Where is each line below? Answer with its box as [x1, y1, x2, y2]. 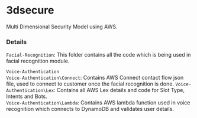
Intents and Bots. [6, 93, 47, 100]
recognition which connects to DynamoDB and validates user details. [6, 106, 175, 113]
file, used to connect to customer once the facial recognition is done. [6, 80, 175, 87]
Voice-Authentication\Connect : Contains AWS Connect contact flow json [6, 74, 184, 81]
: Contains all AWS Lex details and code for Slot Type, [53, 87, 185, 94]
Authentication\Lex [6, 88, 54, 94]
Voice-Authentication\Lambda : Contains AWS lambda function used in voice [6, 99, 190, 106]
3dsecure [6, 4, 54, 17]
